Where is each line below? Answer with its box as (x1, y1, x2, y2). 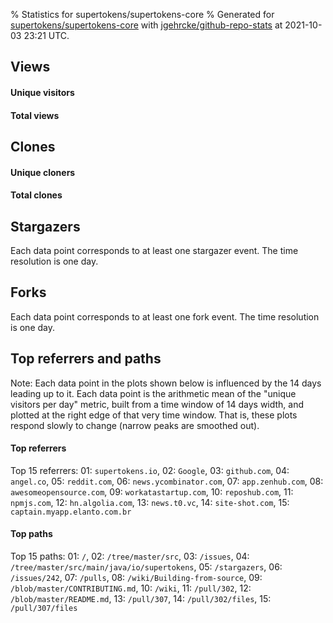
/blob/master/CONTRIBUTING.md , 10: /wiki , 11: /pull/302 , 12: (10, 582, 252, 594)
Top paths (10, 528, 53, 540)
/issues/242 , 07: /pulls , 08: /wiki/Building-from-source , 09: (10, 572, 263, 583)
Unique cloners (10, 166, 76, 178)
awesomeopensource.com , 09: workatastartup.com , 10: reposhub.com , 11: (10, 485, 294, 498)
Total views (10, 109, 60, 121)
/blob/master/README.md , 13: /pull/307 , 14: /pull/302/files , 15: (10, 593, 272, 604)
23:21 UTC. (23, 30, 70, 41)
